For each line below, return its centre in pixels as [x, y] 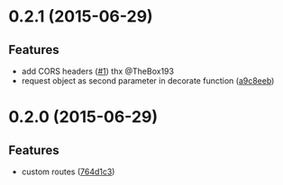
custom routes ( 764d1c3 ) [68, 172]
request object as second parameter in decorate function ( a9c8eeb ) [148, 81]
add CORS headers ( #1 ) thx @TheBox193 [98, 71]
